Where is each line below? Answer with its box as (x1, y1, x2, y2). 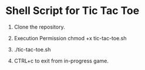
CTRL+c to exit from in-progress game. (14, 57, 109, 64)
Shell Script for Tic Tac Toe (5, 4, 140, 17)
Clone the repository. (14, 23, 65, 30)
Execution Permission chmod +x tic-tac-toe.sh (14, 34, 127, 41)
